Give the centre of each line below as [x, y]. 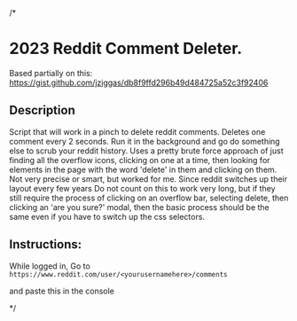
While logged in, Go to [50, 266]
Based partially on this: [51, 73]
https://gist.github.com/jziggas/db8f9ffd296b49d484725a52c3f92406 [139, 82]
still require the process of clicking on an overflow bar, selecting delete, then [149, 198]
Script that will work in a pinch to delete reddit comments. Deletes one [137, 131]
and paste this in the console [62, 291]
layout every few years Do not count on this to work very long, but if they [143, 188]
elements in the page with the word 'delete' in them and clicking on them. [143, 169]
